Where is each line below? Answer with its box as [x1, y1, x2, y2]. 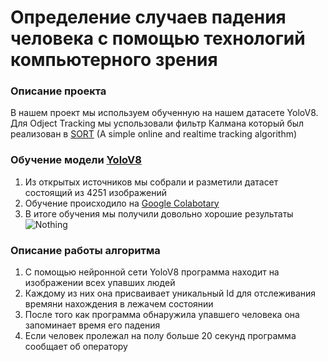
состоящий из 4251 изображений [24, 186, 167, 198]
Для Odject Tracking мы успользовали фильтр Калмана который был [10, 117, 305, 130]
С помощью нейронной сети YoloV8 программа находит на [24, 266, 280, 278]
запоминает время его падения [24, 319, 161, 331]
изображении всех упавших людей [24, 277, 176, 289]
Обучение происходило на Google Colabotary [24, 197, 220, 209]
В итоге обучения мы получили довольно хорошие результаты [24, 207, 294, 220]
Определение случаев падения [10, 6, 287, 29]
